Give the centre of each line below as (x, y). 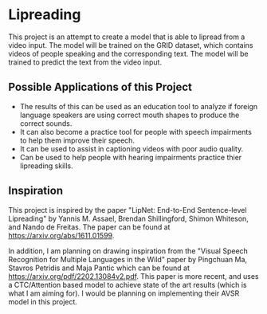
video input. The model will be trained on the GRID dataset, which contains (131, 45)
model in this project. (43, 301)
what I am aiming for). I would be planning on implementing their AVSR (124, 293)
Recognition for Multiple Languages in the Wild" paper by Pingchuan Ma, (128, 259)
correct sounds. (46, 123)
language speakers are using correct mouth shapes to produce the (130, 115)
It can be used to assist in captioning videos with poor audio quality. (132, 148)
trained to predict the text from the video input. (85, 62)
